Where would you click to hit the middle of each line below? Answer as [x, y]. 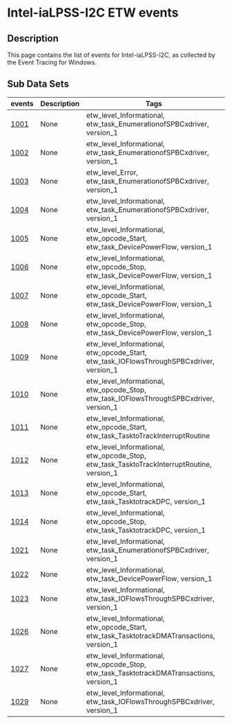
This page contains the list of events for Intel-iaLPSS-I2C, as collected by [111, 55]
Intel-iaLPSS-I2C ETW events [93, 13]
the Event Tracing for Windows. [52, 62]
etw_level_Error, [112, 173]
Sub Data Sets [38, 84]
